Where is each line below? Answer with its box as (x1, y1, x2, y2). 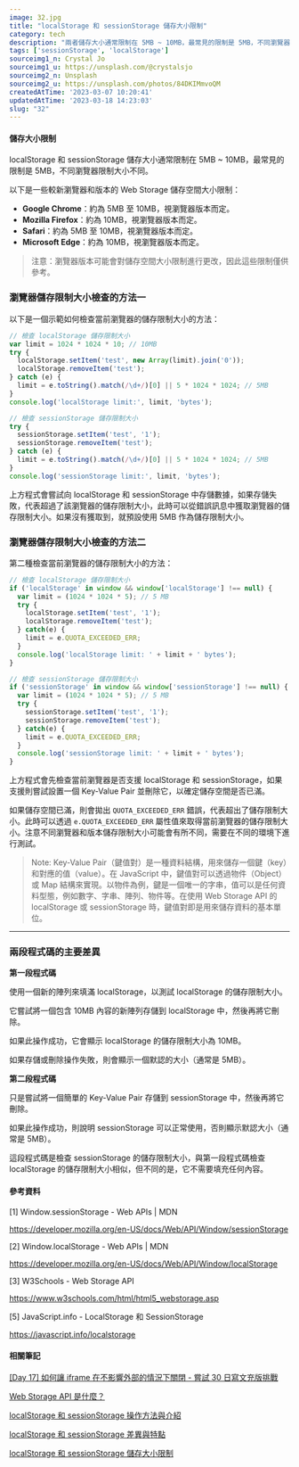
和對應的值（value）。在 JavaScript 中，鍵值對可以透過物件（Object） (30, 869, 287, 879)
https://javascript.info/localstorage (9, 1329, 136, 1339)
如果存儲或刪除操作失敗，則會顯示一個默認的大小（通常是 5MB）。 (9, 1054, 251, 1066)
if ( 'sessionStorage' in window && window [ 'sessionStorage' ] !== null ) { (9, 683, 289, 692)
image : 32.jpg (9, 12, 62, 22)
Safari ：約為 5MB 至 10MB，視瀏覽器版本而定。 (21, 226, 198, 236)
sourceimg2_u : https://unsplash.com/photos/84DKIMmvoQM (9, 79, 221, 88)
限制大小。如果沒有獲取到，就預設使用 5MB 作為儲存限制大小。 (16, 511, 249, 522)
